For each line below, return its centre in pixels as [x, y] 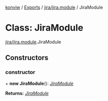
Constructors [27, 58]
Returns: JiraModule [27, 93]
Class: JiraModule [44, 28]
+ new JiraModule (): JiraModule [39, 83]
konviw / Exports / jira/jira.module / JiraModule [54, 7]
